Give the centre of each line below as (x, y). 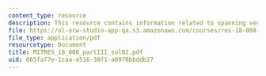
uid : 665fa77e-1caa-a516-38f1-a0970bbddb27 (81, 60)
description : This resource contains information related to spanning (127, 23)
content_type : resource (47, 15)
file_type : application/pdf (55, 38)
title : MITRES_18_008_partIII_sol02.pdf (76, 52)
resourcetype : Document (47, 45)
